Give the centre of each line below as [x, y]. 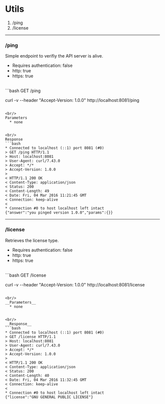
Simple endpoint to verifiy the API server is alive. [54, 56]
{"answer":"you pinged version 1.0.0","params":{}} [59, 213]
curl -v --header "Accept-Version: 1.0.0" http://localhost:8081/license [75, 284]
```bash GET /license [26, 275]
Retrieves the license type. [32, 240]
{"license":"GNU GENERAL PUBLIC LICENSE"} [49, 397]
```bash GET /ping [23, 91]
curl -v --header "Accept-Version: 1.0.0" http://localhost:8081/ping [72, 100]
